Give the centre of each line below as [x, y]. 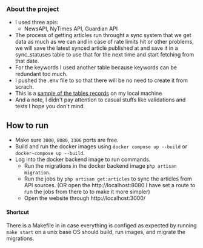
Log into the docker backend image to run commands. [83, 159]
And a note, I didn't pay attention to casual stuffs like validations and [100, 100]
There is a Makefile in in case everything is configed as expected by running [101, 226]
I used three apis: [37, 22]
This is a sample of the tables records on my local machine [88, 94]
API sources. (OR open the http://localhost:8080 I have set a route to [110, 185]
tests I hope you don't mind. [50, 106]
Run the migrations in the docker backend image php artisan [100, 166]
